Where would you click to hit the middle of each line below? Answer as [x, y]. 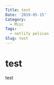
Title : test [18, 10]
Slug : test [17, 39]
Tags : [11, 29]
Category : [16, 19]
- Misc [17, 24]
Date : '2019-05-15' [26, 15]
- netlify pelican [30, 34]
